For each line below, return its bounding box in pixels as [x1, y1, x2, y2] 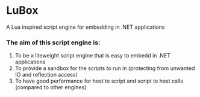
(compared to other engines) [14, 84, 87, 91]
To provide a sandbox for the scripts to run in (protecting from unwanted [14, 65, 195, 72]
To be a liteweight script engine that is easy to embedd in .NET [14, 52, 170, 59]
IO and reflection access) [14, 71, 78, 78]
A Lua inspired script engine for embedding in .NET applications [6, 23, 165, 31]
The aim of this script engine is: [6, 38, 101, 47]
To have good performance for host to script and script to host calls [14, 77, 184, 84]
